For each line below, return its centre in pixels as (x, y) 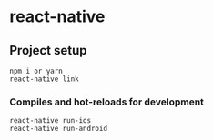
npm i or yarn (36, 71)
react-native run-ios (51, 121)
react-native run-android (58, 129)
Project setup (49, 50)
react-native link (44, 79)
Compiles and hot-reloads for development (107, 102)
